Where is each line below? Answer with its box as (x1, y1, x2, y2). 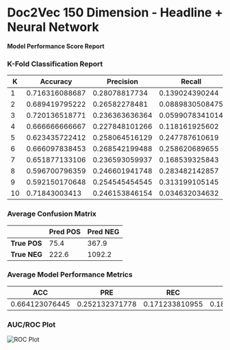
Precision (107, 77, 138, 86)
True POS (10, 238, 42, 248)
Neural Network (7, 19, 99, 35)
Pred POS (49, 227, 81, 236)
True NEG (10, 249, 42, 259)
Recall (181, 77, 202, 86)
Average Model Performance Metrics (7, 270, 133, 279)
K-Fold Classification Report (7, 59, 103, 68)
